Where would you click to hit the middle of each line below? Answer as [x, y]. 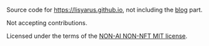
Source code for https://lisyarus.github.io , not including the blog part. [104, 10]
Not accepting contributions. [47, 23]
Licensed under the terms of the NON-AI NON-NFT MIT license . [97, 36]
